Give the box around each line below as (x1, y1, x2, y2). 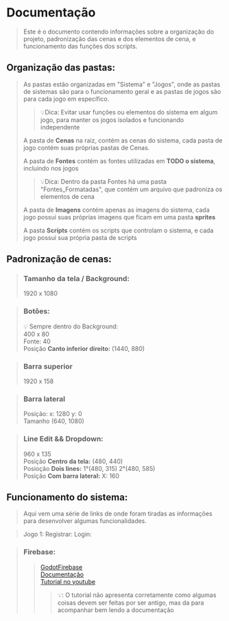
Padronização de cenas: (6, 254, 112, 265)
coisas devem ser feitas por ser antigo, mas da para (57, 598, 204, 607)
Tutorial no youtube (40, 577, 96, 585)
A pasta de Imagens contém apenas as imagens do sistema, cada (23, 206, 210, 214)
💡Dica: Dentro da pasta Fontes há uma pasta (40, 177, 167, 186)
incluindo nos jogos (23, 164, 79, 172)
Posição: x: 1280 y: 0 (23, 410, 83, 418)
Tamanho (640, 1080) (23, 417, 85, 426)
